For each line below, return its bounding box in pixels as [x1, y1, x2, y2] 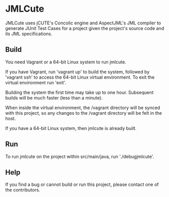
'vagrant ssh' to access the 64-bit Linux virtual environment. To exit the [5, 74, 155, 80]
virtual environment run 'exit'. [5, 79, 66, 85]
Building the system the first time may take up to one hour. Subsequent [5, 89, 154, 95]
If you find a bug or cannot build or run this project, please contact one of [5, 181, 159, 188]
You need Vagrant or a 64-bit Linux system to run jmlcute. [5, 59, 126, 65]
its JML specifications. [5, 30, 52, 37]
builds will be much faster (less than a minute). [5, 94, 103, 101]
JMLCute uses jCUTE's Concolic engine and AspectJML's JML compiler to [5, 20, 161, 26]
